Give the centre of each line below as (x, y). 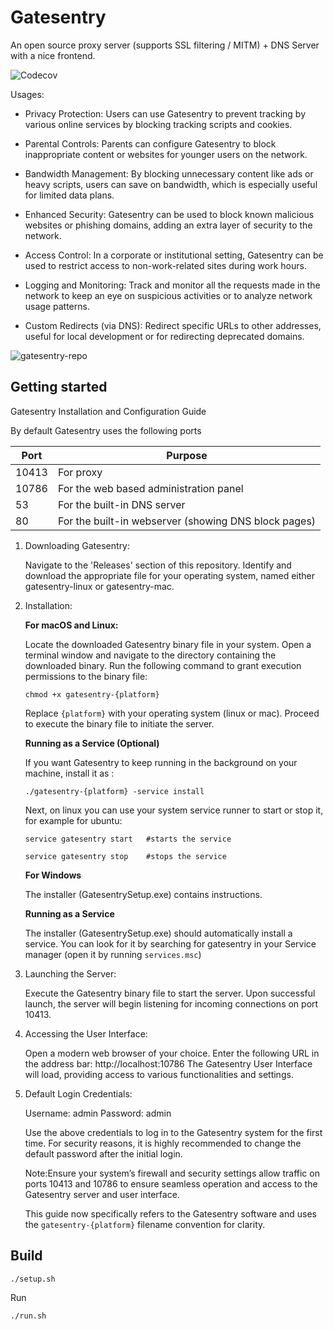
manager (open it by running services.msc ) (113, 954)
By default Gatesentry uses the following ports (106, 430)
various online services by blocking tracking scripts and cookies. (158, 124)
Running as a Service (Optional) (92, 743)
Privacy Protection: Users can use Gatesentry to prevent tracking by (165, 113)
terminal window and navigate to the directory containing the (150, 655)
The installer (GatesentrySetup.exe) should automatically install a (158, 933)
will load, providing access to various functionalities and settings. (159, 1074)
